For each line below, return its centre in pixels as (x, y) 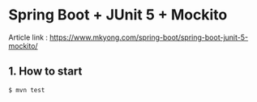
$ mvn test (27, 90)
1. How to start (45, 72)
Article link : (28, 37)
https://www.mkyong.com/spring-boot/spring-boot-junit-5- (149, 37)
